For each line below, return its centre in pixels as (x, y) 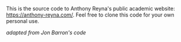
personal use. (23, 21)
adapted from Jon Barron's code (46, 33)
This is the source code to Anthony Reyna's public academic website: (90, 9)
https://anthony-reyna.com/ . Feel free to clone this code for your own (90, 15)
